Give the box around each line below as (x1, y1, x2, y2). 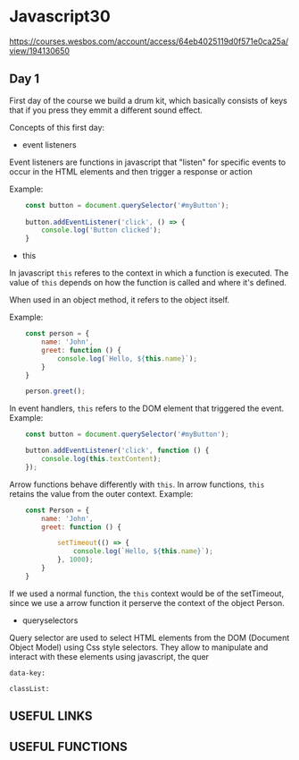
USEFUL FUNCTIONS (9, 739, 128, 754)
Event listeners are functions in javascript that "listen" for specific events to (9, 157, 287, 167)
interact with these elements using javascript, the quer (9, 651, 210, 662)
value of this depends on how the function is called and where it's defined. (9, 278, 287, 288)
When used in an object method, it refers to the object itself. (9, 295, 230, 305)
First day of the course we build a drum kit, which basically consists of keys (9, 95, 287, 106)
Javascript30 (9, 6, 112, 27)
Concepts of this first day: (9, 122, 105, 132)
